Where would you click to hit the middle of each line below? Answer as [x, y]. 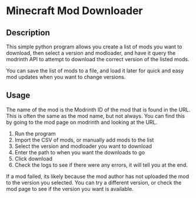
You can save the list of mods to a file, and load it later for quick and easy [95, 71]
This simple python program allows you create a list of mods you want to [94, 47]
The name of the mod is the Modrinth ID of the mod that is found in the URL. [98, 110]
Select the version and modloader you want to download [83, 146]
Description [28, 33]
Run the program [35, 133]
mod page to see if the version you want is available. [70, 189]
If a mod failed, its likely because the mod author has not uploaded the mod [98, 176]
